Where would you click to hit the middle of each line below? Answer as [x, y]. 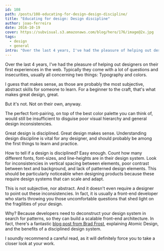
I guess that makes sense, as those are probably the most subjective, [75, 84]
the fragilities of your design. [34, 204]
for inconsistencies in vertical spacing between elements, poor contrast [77, 163]
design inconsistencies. [29, 124]
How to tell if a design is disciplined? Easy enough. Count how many [74, 153]
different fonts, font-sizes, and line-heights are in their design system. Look [81, 158]
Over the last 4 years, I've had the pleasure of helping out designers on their [82, 64]
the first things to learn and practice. [42, 143]
